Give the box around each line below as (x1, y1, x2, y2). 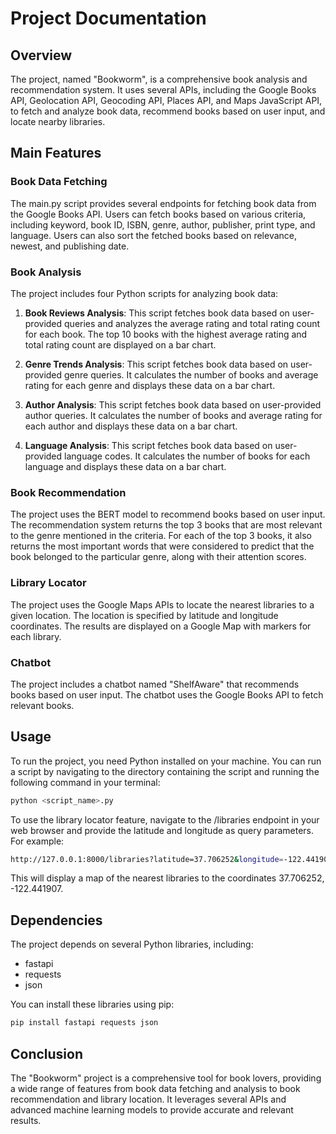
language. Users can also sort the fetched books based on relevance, (10, 229, 298, 241)
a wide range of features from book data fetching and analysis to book (10, 1082, 301, 1094)
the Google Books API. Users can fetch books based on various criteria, (10, 208, 307, 220)
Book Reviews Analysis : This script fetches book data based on (24, 307, 290, 319)
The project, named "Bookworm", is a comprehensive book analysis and (10, 73, 308, 85)
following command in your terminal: (10, 776, 161, 788)
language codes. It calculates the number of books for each (64, 450, 311, 462)
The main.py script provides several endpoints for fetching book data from (10, 197, 317, 209)
